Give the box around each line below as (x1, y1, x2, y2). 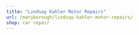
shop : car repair (6, 20, 50, 26)
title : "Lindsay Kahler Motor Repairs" (6, 8, 107, 15)
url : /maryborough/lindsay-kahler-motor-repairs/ (6, 14, 134, 20)
